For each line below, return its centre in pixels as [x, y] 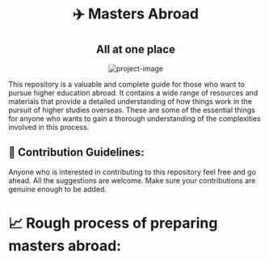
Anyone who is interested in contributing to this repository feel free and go [132, 172]
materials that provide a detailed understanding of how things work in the [130, 101]
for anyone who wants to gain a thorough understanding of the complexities [134, 119]
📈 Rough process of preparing [113, 223]
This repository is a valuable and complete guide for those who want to [126, 84]
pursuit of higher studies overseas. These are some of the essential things [132, 110]
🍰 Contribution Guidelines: [76, 152]
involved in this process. [49, 127]
